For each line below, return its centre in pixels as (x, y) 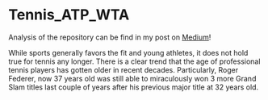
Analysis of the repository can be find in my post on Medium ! (110, 37)
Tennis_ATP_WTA (69, 15)
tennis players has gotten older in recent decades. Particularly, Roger (124, 69)
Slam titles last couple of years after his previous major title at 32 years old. (134, 87)
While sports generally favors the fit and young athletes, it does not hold (128, 52)
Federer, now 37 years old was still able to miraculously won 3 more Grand (132, 78)
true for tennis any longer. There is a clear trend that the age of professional (134, 61)
